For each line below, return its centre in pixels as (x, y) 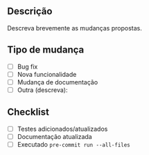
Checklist (28, 112)
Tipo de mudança (46, 50)
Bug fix (27, 66)
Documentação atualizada (54, 136)
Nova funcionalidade (47, 74)
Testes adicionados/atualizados (62, 129)
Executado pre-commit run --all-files (73, 144)
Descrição (30, 11)
